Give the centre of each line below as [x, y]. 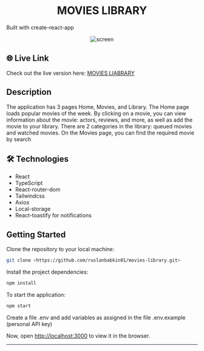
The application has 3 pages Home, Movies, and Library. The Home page [98, 106]
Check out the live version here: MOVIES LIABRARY [70, 73]
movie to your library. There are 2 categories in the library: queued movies [99, 126]
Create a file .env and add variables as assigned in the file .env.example [96, 318]
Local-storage [33, 209]
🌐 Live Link [28, 58]
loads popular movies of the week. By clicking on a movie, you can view [96, 113]
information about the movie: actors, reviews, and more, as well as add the [100, 120]
